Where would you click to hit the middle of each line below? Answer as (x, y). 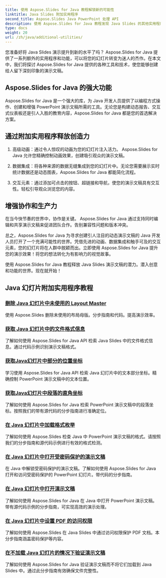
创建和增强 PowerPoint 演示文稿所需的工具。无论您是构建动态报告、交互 (87, 106)
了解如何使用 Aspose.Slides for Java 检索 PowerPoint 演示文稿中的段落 (77, 405)
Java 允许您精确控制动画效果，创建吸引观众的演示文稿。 (70, 155)
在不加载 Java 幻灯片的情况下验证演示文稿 (55, 553)
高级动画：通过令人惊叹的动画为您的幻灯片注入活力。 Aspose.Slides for (85, 149)
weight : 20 (16, 33)
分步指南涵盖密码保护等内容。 (35, 539)
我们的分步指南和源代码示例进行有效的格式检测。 (55, 443)
